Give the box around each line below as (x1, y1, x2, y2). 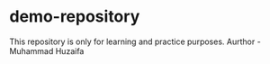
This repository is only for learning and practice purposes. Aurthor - (9, 36, 261, 47)
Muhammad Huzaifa (9, 45, 85, 56)
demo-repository (9, 6, 140, 27)
